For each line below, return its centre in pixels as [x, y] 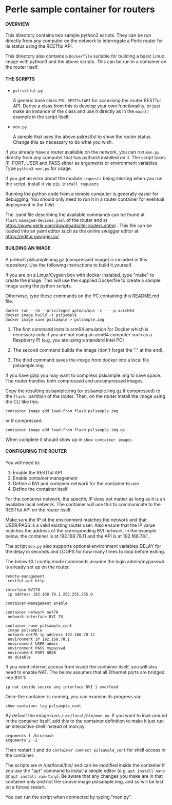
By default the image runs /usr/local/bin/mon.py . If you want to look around [86, 715]
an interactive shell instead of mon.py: [46, 726]
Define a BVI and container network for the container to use [76, 483]
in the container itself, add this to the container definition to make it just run [85, 721]
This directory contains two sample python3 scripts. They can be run [78, 35]
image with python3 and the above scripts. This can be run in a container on [86, 62]
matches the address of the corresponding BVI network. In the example [81, 531]
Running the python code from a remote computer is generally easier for [82, 194]
